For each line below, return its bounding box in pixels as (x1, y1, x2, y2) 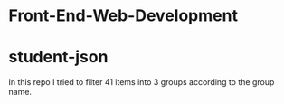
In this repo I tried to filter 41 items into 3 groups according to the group (8, 77, 275, 88)
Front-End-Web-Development (8, 5, 239, 26)
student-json (8, 47, 109, 68)
